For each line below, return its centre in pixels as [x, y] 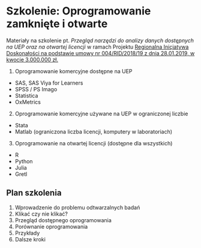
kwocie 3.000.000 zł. [32, 59]
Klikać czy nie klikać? [41, 214]
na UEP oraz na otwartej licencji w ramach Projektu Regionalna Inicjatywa [97, 47]
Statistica [26, 95]
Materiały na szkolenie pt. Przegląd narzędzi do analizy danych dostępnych [100, 40]
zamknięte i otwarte [57, 24]
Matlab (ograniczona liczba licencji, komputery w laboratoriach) [94, 132]
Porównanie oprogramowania [51, 226]
